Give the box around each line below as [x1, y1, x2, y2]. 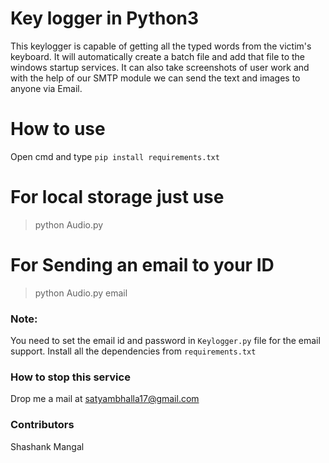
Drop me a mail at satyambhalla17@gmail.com [10, 393, 200, 405]
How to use [10, 118, 106, 141]
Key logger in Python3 [10, 7, 200, 30]
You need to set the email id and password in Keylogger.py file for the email [10, 335, 321, 347]
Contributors [10, 418, 75, 432]
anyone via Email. [10, 82, 83, 94]
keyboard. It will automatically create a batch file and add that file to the [10, 50, 306, 62]
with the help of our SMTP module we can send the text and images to [10, 72, 301, 84]
